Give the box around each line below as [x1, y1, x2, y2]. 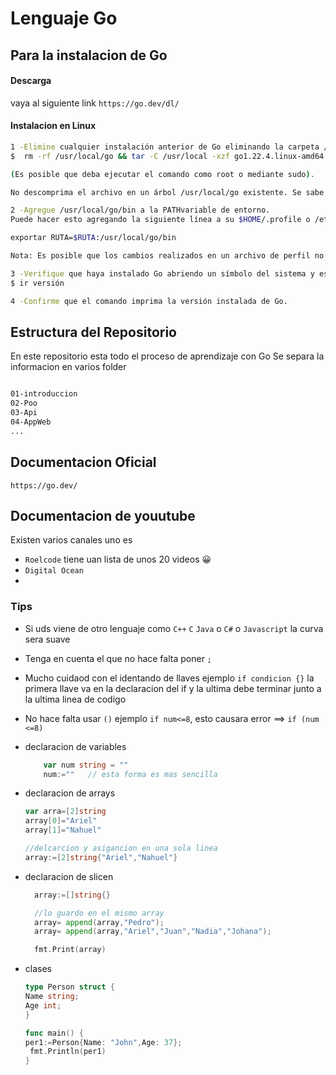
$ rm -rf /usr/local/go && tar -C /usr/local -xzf [10, 151, 230, 161]
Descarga [10, 75, 52, 87]
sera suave [24, 633, 71, 645]
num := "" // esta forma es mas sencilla [43, 769, 218, 779]
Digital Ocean [24, 566, 84, 576]
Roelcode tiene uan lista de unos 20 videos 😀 [24, 553, 212, 566]
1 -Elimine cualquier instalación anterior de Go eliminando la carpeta [10, 142, 320, 152]
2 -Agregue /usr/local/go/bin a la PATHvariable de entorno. [10, 205, 271, 216]
